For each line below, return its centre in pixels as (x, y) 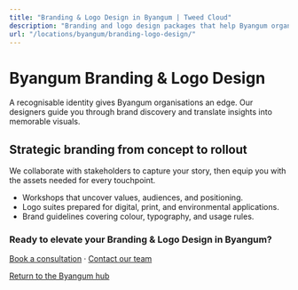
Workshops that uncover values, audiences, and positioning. (133, 197)
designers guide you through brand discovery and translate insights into (141, 112)
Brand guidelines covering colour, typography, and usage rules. (138, 217)
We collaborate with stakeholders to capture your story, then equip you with (148, 171)
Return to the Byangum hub (59, 276)
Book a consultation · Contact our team (81, 259)
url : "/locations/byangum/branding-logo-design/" (103, 34)
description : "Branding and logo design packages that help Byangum (138, 26)
